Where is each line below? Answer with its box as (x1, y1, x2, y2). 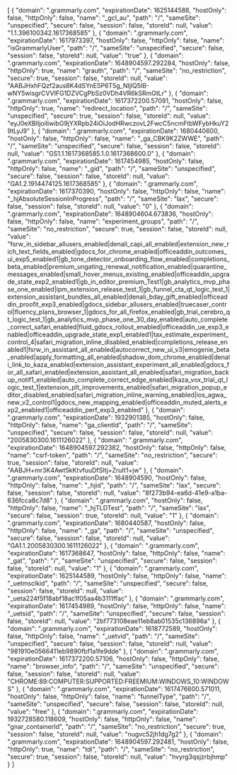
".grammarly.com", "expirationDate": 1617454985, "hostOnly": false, (7, 157, 204, 165)
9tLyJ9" (7, 127, 30, 135)
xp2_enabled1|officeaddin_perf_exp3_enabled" (7, 406, 144, 414)
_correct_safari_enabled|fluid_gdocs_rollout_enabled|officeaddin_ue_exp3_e (7, 323, 229, 331)
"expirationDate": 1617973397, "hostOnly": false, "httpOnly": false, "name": (7, 36, 225, 45)
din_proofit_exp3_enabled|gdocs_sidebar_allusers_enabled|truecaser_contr (7, 300, 228, 308)
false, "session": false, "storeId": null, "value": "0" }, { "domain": (7, 202, 194, 210)
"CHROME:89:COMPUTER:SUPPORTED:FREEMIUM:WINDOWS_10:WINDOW (7, 677, 229, 686)
